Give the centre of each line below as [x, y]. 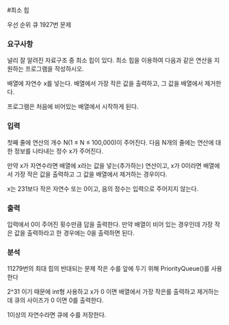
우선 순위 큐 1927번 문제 [39, 25]
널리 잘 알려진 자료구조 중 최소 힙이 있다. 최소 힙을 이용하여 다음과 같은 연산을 [110, 60]
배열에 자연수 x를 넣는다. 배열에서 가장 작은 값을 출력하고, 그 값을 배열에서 [105, 84]
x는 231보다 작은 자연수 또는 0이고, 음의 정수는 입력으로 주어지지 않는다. [103, 189]
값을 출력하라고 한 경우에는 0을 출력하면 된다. [75, 232]
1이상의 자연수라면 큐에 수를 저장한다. [57, 315]
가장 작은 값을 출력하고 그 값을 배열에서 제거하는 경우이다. [91, 174]
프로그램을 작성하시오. [54, 69]
